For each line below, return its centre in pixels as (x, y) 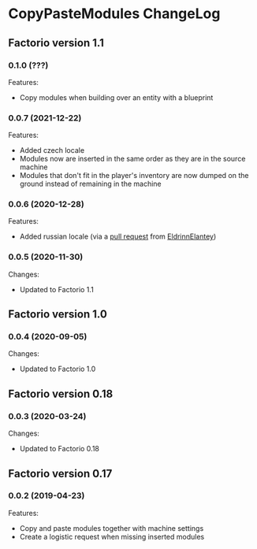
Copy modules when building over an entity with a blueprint (116, 97)
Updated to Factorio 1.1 (57, 289)
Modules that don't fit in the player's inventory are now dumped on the (134, 176)
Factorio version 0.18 (61, 393)
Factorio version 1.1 (56, 43)
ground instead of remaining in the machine (90, 184)
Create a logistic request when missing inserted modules (112, 536)
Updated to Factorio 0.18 (60, 449)
